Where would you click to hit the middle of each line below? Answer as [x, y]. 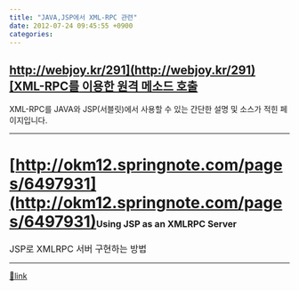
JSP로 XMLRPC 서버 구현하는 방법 [78, 249]
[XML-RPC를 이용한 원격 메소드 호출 [104, 86]
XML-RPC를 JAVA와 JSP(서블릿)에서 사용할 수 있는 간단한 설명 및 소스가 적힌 [144, 109]
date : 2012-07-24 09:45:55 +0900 [71, 26]
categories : [31, 34]
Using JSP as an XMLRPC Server [167, 224]
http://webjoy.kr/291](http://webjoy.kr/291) [133, 70]
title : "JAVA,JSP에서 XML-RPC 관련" [73, 17]
